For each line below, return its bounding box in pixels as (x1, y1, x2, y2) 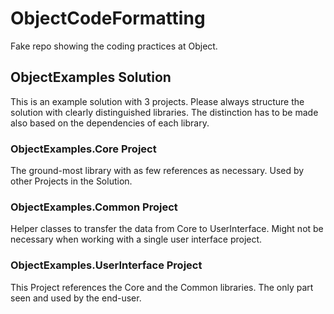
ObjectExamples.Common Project (10, 200, 178, 214)
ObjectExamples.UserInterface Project (10, 258, 203, 272)
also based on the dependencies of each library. (10, 117, 210, 129)
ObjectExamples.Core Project (10, 142, 157, 156)
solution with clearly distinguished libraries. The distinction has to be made (10, 106, 319, 118)
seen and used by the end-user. (10, 292, 142, 304)
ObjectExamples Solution (10, 69, 172, 86)
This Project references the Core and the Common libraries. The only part (10, 281, 314, 293)
